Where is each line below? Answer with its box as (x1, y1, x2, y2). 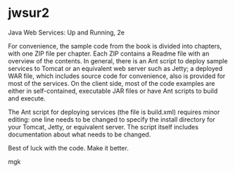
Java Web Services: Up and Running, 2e (8, 28, 125, 37)
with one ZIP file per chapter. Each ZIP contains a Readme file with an (8, 49, 210, 58)
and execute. (8, 94, 46, 103)
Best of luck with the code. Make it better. (8, 143, 129, 152)
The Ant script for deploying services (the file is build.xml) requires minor (8, 108, 220, 116)
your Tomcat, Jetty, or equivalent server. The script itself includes (8, 122, 199, 131)
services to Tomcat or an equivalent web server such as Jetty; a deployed (8, 64, 223, 72)
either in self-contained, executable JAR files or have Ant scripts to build (8, 86, 218, 95)
